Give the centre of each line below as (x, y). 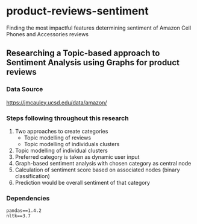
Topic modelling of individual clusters (61, 150)
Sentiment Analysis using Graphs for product (93, 62)
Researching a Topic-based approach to (83, 53)
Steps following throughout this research (67, 118)
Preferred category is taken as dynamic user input (77, 157)
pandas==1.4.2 (24, 211)
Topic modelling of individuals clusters (72, 144)
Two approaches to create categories (61, 131)
